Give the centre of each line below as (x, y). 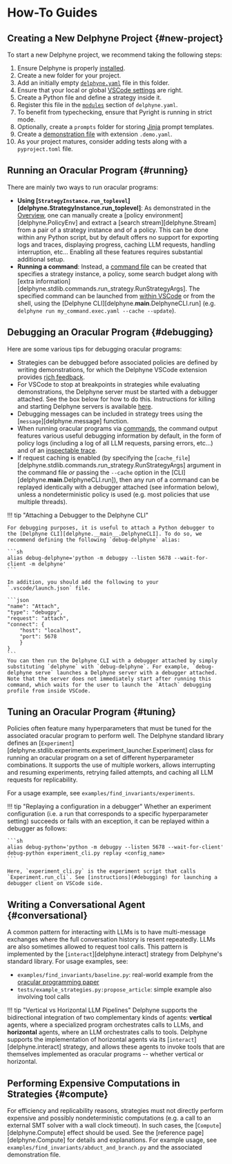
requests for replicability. (42, 780)
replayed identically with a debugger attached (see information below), (118, 487)
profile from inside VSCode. (49, 691)
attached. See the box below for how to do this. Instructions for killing (116, 399)
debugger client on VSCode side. (55, 884)
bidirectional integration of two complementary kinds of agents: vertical (109, 1018)
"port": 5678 (38, 637)
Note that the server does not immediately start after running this (109, 679)
